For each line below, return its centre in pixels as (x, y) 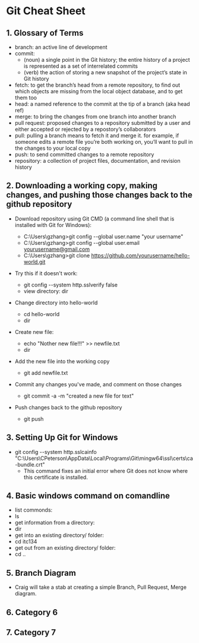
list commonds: (34, 510)
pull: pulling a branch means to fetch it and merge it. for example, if (97, 135)
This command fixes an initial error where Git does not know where (106, 471)
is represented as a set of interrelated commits (81, 66)
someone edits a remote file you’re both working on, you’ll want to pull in (104, 142)
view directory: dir (46, 291)
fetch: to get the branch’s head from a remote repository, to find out (97, 85)
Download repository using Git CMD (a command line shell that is (94, 219)
